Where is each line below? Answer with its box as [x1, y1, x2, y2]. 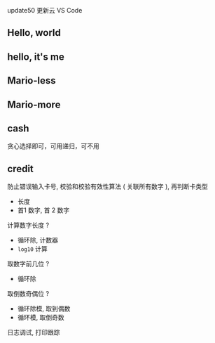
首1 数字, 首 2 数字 [17, 206, 70, 214]
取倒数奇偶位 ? [7, 290, 50, 298]
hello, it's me [7, 51, 64, 63]
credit [7, 162, 34, 174]
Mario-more [7, 98, 61, 110]
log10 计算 [17, 245, 48, 253]
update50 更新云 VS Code [7, 6, 83, 14]
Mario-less [7, 75, 56, 86]
